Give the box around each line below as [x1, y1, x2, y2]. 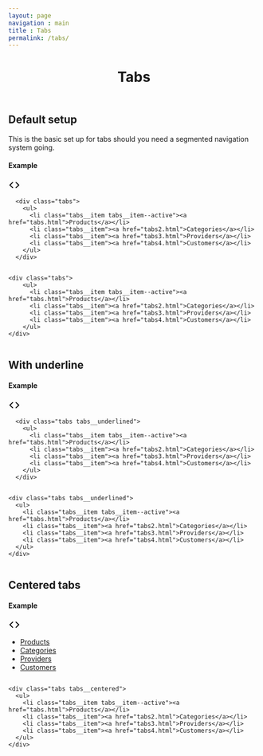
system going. [8, 143, 55, 152]
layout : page [8, 11, 52, 20]
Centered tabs [8, 578, 81, 592]
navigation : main [8, 19, 69, 27]
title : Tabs [8, 26, 52, 34]
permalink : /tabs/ [8, 33, 69, 42]
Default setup [8, 113, 77, 127]
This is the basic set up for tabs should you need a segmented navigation [8, 134, 249, 143]
